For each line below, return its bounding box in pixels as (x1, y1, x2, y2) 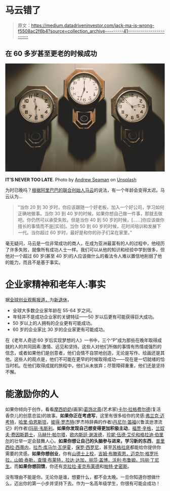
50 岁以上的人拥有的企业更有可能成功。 (12, 320, 95, 326)
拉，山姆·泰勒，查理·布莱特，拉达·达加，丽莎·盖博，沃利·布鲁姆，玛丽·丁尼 (5, 457, 159, 463)
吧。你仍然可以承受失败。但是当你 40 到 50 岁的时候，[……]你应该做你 (17, 216, 164, 223)
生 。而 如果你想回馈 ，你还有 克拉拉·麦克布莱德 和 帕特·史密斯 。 (5, 463, 133, 469)
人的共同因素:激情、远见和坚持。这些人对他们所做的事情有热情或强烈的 (14, 343, 162, 350)
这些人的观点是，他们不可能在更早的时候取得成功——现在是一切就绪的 (14, 356, 160, 362)
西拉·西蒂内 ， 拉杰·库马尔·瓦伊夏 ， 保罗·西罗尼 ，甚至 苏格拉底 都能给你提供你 (5, 444, 161, 450)
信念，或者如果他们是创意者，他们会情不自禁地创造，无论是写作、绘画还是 (5, 350, 160, 356)
